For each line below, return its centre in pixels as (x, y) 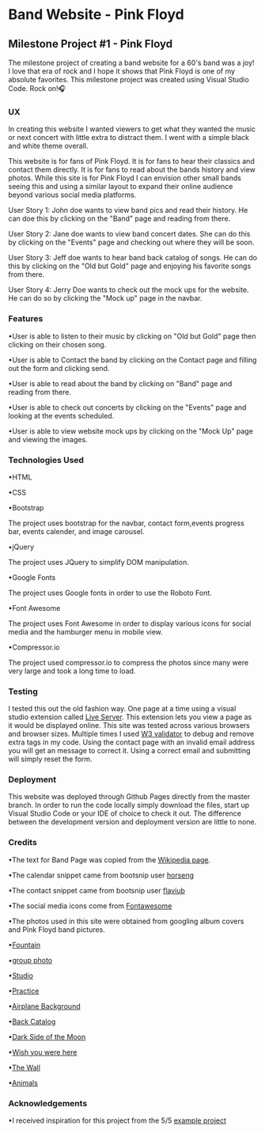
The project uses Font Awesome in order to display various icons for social (130, 623)
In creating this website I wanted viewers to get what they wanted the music (132, 129)
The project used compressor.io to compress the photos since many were (129, 662)
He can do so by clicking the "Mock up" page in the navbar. (106, 298)
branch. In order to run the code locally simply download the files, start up (129, 805)
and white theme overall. (48, 146)
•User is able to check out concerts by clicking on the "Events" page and (127, 407)
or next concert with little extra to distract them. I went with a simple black (129, 138)
